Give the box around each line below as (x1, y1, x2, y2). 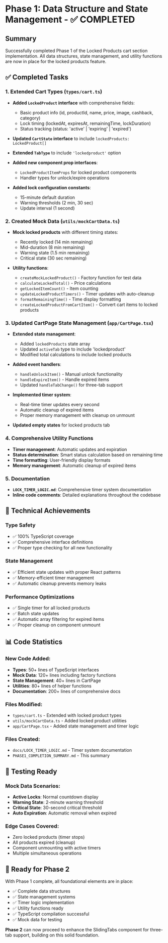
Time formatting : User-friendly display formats (12, 457, 111, 463)
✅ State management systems (12, 894, 75, 900)
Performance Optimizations (5, 593, 74, 600)
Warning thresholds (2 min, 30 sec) (20, 199, 94, 205)
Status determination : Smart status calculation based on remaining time (12, 451, 163, 458)
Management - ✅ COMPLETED (5, 14, 135, 25)
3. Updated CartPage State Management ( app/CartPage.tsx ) (5, 319, 153, 326)
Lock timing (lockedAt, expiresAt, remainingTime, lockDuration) (20, 120, 151, 126)
